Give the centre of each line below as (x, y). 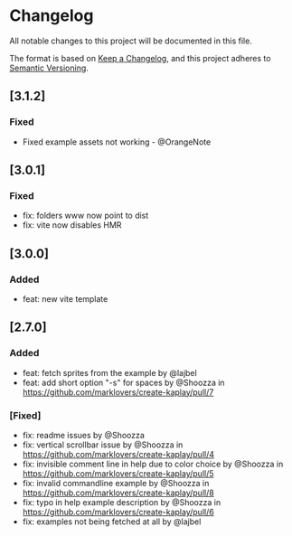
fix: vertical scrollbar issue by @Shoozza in (103, 445)
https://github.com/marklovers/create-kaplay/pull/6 (118, 512)
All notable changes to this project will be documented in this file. (131, 41)
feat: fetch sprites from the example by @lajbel (109, 372)
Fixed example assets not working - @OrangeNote (117, 142)
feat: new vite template (65, 299)
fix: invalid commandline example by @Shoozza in (116, 483)
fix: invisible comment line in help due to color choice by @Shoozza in (153, 464)
